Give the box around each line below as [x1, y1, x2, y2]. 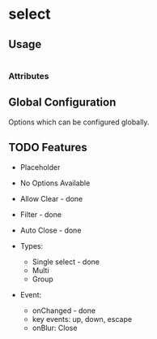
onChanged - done [32, 306, 95, 315]
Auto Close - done [19, 225, 82, 235]
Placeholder [19, 162, 61, 172]
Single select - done [32, 257, 100, 267]
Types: [19, 241, 43, 250]
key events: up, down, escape [32, 314, 132, 324]
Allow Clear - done [19, 193, 83, 203]
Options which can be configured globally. [8, 117, 150, 127]
